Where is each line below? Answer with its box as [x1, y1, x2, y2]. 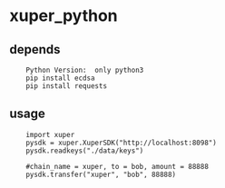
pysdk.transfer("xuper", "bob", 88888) [25, 170, 177, 179]
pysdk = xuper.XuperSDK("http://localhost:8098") [25, 138, 218, 147]
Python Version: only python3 [25, 65, 144, 74]
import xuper [25, 130, 75, 139]
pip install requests [25, 82, 107, 91]
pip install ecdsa [25, 74, 95, 83]
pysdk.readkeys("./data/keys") [25, 146, 144, 155]
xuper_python [9, 5, 118, 26]
